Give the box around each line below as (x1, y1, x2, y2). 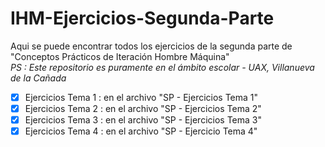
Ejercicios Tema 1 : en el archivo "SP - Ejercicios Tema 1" (24, 91, 259, 103)
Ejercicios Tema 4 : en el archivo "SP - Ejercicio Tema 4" (24, 125, 258, 137)
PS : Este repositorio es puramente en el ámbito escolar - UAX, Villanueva (10, 61, 315, 73)
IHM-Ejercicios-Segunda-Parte (10, 7, 275, 30)
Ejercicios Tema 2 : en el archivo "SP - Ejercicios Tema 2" (24, 103, 262, 114)
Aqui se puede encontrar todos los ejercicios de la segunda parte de (10, 40, 293, 52)
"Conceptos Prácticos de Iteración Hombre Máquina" (10, 50, 230, 62)
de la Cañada (10, 72, 67, 84)
